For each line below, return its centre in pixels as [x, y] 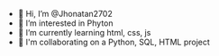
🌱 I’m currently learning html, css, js [84, 32]
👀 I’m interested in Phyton [66, 23]
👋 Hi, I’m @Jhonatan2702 [65, 14]
